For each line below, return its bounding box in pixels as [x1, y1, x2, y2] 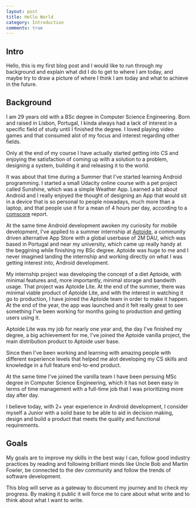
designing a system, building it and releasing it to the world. [6, 162, 150, 169]
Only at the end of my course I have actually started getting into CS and [6, 149, 178, 156]
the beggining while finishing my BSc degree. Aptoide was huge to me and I [6, 246, 189, 253]
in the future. [6, 81, 37, 88]
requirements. [6, 421, 40, 428]
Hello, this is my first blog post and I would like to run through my [6, 62, 163, 69]
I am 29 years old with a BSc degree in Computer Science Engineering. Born [6, 113, 190, 120]
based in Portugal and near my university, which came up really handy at [6, 241, 182, 248]
